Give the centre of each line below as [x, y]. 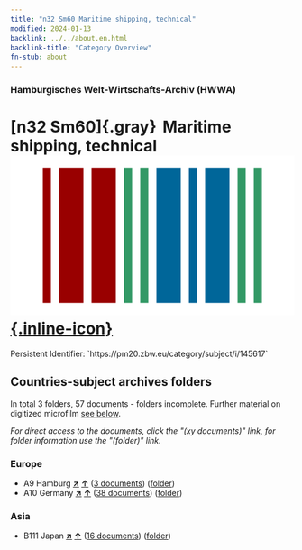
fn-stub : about [39, 57]
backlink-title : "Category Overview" [81, 48]
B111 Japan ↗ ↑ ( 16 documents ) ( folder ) [97, 536]
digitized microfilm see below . [65, 413]
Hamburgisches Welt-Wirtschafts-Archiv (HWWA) [124, 90]
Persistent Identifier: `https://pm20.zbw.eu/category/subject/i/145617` [139, 353]
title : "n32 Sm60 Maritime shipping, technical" [103, 19]
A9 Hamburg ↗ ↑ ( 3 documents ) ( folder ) [99, 483]
